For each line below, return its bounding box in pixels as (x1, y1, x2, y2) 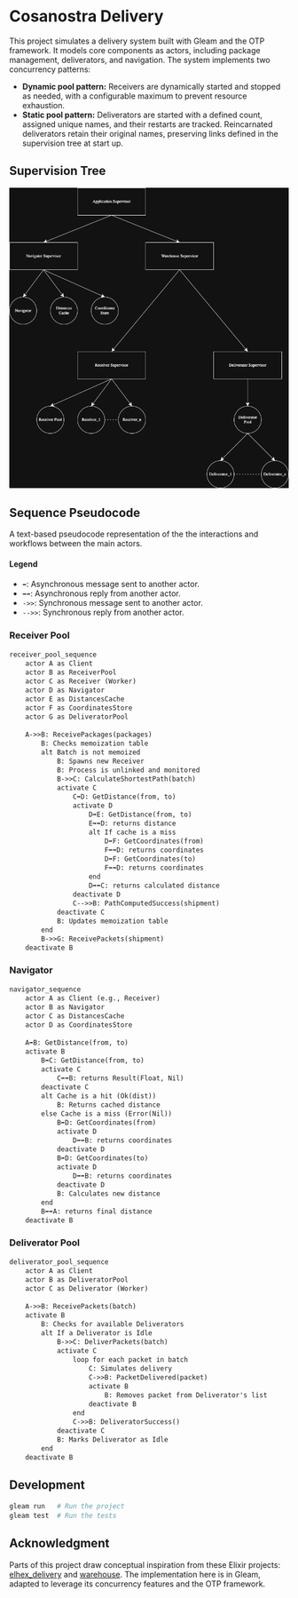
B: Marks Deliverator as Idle (56, 1435, 169, 1444)
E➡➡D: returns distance (88, 819, 176, 828)
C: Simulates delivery (88, 1364, 173, 1373)
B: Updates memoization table (56, 917, 169, 926)
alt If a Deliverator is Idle (41, 1329, 153, 1338)
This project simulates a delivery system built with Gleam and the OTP (9, 36, 265, 46)
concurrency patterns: (9, 64, 91, 75)
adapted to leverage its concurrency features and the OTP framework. (9, 1578, 266, 1589)
